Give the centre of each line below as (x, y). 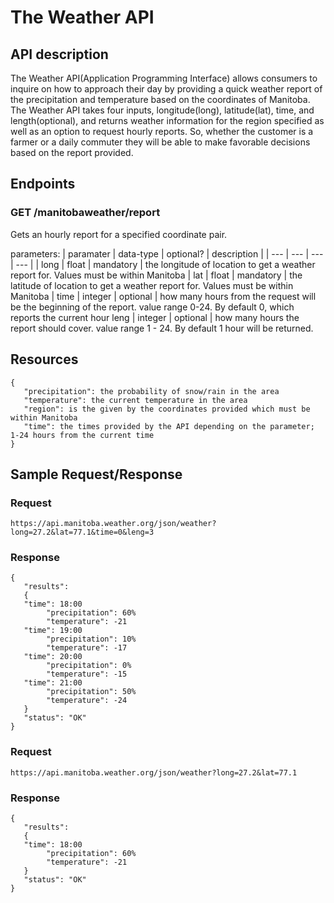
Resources (44, 359)
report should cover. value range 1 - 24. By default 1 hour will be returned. (162, 328)
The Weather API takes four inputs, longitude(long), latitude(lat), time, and (162, 110)
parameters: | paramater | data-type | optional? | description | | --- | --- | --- (167, 253)
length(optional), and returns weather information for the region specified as (167, 120)
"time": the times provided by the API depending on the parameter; (169, 426)
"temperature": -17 (87, 648)
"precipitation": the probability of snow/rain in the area (151, 391)
